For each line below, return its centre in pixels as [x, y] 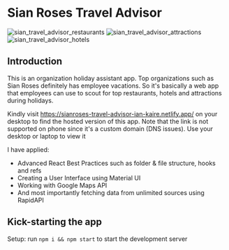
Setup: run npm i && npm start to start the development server [97, 239]
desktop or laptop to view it [46, 136]
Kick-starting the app [55, 222]
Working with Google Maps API [62, 185]
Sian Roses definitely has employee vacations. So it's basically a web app [113, 86]
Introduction [35, 62]
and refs [29, 170]
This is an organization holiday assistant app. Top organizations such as [111, 78]
